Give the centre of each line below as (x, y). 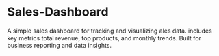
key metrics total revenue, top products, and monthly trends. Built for (104, 38)
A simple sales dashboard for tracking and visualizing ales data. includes (109, 31)
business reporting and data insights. (59, 45)
